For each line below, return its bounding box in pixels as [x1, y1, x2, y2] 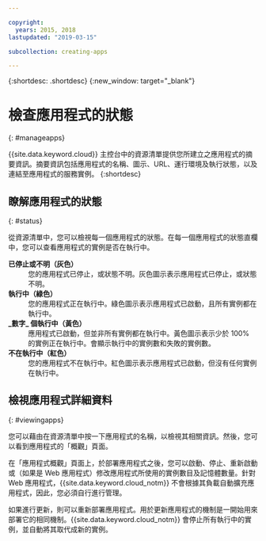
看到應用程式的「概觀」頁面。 [14, 441, 112, 451]
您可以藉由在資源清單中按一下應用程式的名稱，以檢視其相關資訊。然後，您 [8, 431, 251, 440]
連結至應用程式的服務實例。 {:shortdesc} [8, 170, 142, 179]
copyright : [8, 18, 44, 26]
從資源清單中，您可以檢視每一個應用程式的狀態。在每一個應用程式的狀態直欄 [8, 233, 258, 242]
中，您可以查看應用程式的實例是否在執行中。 [8, 242, 154, 252]
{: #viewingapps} [8, 415, 65, 425]
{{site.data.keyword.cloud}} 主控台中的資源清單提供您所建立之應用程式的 [8, 150, 246, 159]
